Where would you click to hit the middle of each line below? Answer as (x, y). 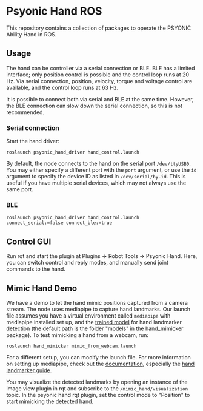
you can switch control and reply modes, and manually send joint (87, 263)
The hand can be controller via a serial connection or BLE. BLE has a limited (101, 68)
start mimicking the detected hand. (50, 401)
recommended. (25, 112)
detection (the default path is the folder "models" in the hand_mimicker (95, 328)
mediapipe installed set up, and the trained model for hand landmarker (94, 322)
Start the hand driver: (33, 141)
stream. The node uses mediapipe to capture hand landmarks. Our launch (98, 309)
